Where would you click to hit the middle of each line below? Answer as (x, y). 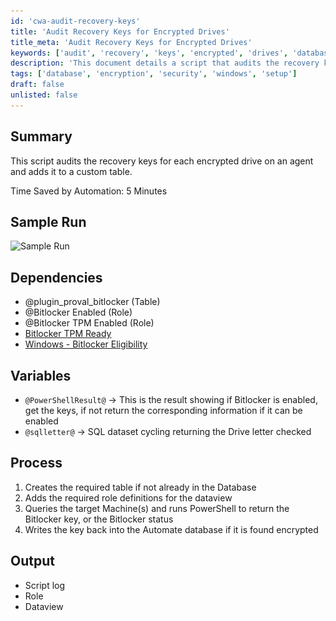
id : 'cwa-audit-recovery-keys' (75, 21)
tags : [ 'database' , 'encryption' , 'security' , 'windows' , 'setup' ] (154, 74)
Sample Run (48, 221)
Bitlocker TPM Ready (68, 334)
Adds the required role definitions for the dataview (128, 497)
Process (36, 463)
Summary (41, 136)
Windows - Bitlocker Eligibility (86, 344)
